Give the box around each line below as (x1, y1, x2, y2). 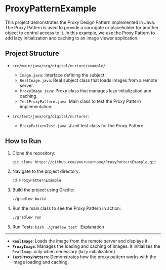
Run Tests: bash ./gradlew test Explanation (12, 224, 105, 230)
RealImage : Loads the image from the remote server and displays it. (12, 238, 149, 244)
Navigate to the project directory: (12, 168, 80, 174)
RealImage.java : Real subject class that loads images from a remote (19, 77, 157, 83)
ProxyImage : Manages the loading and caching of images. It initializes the (12, 243, 161, 249)
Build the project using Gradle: (12, 187, 75, 193)
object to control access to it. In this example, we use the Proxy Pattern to (5, 30, 155, 36)
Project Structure (5, 49, 59, 58)
